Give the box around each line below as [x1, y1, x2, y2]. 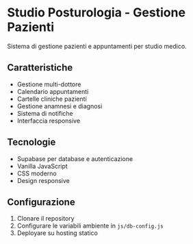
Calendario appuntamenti [16, 87, 89, 95]
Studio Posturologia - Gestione [7, 5, 186, 21]
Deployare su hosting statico [16, 229, 98, 237]
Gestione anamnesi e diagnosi [16, 101, 103, 110]
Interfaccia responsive [16, 117, 81, 125]
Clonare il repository [16, 215, 75, 223]
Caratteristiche [7, 62, 73, 73]
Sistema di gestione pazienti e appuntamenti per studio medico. [7, 42, 187, 50]
